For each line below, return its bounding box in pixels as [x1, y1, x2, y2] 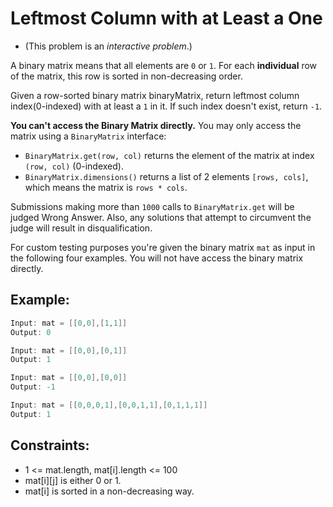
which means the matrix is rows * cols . [24, 181, 188, 193]
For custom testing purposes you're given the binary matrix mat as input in [10, 241, 316, 253]
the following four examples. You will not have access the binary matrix [10, 252, 304, 264]
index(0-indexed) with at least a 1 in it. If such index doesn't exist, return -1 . [10, 100, 323, 112]
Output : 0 [10, 327, 52, 337]
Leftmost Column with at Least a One [10, 7, 323, 30]
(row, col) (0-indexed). [24, 160, 124, 172]
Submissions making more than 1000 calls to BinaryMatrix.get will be [10, 200, 295, 212]
